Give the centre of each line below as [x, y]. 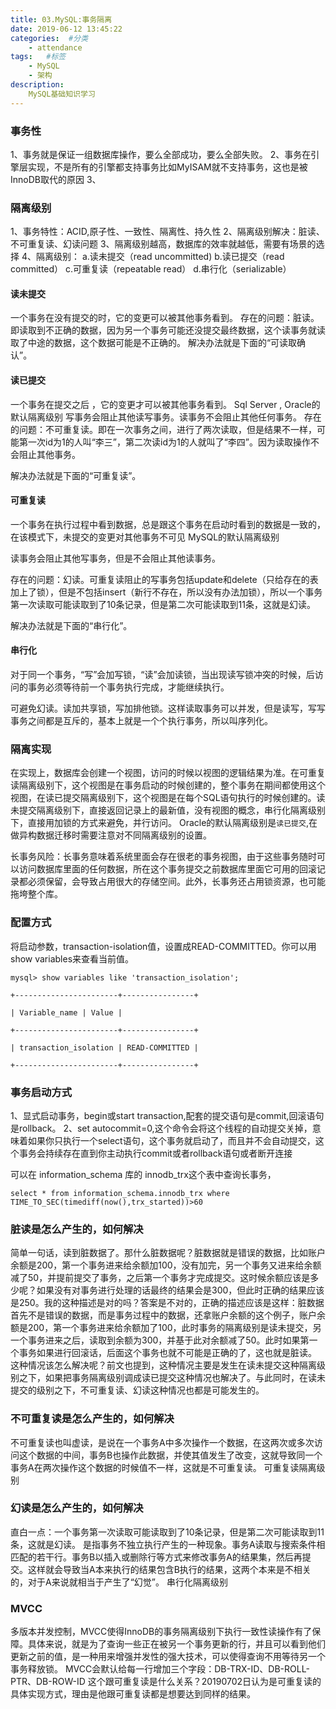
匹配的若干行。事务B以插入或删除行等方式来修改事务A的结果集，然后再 [156, 1557]
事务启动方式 [41, 1092]
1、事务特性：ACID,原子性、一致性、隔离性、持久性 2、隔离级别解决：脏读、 [167, 232]
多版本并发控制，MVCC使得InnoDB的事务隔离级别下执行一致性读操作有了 [161, 1632]
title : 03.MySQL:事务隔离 [61, 19]
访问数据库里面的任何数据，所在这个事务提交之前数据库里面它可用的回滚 [167, 869]
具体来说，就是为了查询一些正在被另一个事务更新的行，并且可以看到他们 [176, 1644]
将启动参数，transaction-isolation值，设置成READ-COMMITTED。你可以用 [163, 946]
